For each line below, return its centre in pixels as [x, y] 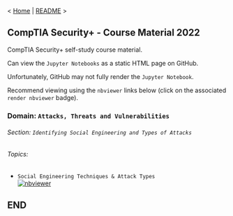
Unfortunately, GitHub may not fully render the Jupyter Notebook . [100, 76]
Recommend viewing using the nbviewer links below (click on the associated [117, 90]
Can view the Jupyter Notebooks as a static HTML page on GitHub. [103, 63]
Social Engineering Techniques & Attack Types [86, 176]
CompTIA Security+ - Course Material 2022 [104, 33]
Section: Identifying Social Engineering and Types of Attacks [99, 132]
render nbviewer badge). [43, 97]
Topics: [18, 154]
